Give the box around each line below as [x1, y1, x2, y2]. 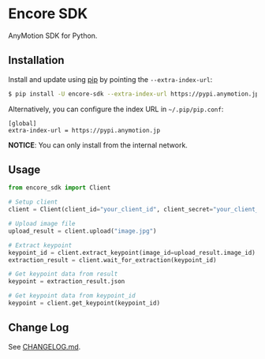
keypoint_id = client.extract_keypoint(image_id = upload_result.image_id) [8, 249, 256, 256]
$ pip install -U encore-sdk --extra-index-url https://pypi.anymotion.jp [8, 90, 259, 98]
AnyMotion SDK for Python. [8, 31, 98, 40]
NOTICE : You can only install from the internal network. [8, 140, 188, 150]
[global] [8, 119, 37, 127]
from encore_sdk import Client [8, 184, 111, 192]
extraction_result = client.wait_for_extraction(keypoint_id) [8, 256, 217, 264]
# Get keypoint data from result [8, 270, 118, 279]
